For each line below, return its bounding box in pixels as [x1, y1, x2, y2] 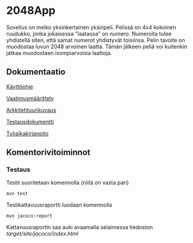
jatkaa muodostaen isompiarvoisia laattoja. [6, 49, 112, 56]
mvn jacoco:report [6, 213, 52, 219]
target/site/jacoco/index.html [6, 230, 78, 238]
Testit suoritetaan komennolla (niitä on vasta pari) [6, 179, 129, 186]
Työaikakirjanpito [6, 129, 49, 137]
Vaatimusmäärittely [6, 94, 54, 102]
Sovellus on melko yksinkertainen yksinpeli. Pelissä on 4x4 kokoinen [6, 24, 177, 31]
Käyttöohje [6, 83, 33, 90]
